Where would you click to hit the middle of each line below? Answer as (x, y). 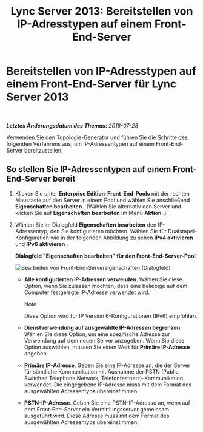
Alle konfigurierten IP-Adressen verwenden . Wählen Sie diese (103, 279)
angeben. (36, 353)
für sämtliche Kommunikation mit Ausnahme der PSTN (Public (101, 371)
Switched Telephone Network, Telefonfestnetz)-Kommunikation (104, 378)
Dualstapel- (182, 231)
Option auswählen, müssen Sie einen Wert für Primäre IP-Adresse (107, 347)
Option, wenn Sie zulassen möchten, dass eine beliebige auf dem (106, 286)
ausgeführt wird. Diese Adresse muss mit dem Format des (97, 416)
